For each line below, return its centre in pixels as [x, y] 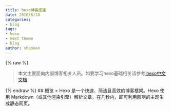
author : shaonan [23, 48]
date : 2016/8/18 [23, 15]
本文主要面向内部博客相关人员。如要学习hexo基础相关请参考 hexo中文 [92, 73]
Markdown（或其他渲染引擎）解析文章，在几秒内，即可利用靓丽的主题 [85, 97]
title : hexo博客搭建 [26, 10]
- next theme [19, 39]
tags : [11, 29]
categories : [18, 19]
